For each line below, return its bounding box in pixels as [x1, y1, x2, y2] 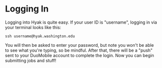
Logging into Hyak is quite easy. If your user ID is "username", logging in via [5, 19, 157, 25]
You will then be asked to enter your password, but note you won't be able [5, 42, 154, 48]
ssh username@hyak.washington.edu [5, 34, 75, 39]
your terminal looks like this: [5, 24, 61, 30]
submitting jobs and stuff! [5, 57, 56, 63]
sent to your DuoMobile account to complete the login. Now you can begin [5, 52, 154, 58]
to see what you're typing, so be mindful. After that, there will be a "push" [5, 47, 153, 53]
